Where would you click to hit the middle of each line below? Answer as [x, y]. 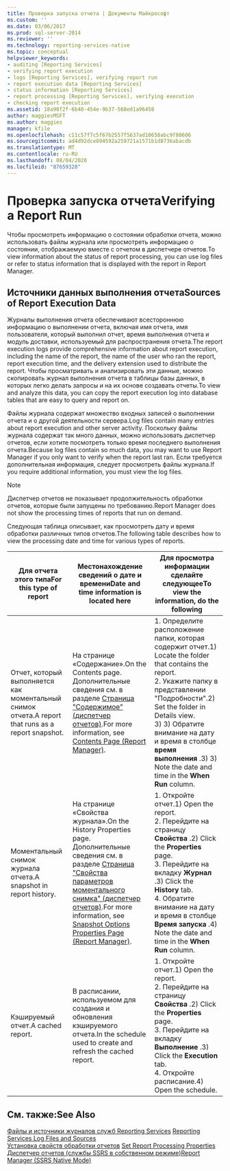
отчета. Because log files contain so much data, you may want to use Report [115, 450]
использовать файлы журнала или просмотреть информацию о [100, 242]
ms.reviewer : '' [30, 39]
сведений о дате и [110, 575]
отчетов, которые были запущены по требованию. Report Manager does [111, 506]
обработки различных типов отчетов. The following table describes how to [114, 534]
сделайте [187, 575]
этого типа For [38, 579]
